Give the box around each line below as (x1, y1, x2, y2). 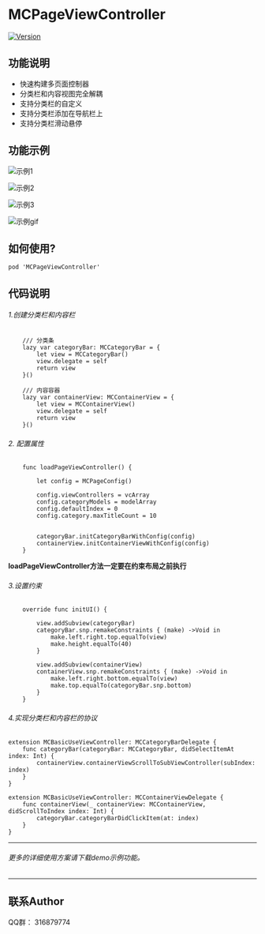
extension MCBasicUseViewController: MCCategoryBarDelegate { (8, 738, 217, 746)
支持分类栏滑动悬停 (19, 118, 83, 128)
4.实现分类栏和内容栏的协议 (8, 713, 98, 722)
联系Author (8, 895, 65, 909)
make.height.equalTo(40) (50, 640, 132, 648)
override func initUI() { (22, 606, 108, 613)
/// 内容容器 (22, 386, 61, 394)
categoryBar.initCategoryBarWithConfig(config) (36, 533, 196, 541)
